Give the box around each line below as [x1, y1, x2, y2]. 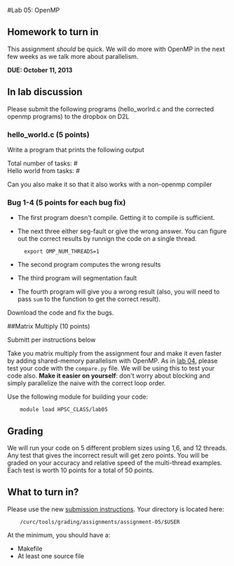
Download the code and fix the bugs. [7, 308, 114, 317]
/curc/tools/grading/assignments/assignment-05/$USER [20, 518, 180, 525]
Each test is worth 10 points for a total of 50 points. [7, 466, 154, 475]
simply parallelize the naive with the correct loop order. [7, 379, 166, 387]
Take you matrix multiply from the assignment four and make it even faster [7, 350, 222, 358]
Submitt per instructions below [7, 336, 96, 344]
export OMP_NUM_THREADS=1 [24, 248, 99, 255]
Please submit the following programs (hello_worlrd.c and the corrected [7, 104, 214, 113]
